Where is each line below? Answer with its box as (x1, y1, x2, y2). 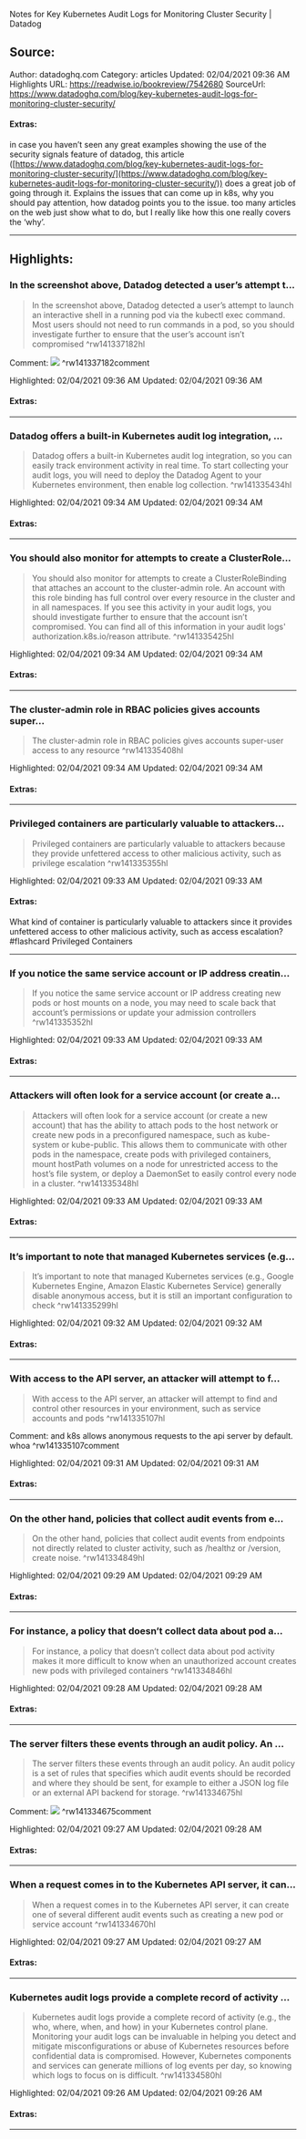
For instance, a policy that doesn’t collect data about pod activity (31, 1646, 275, 1657)
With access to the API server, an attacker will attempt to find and (31, 1393, 278, 1404)
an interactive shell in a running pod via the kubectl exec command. (31, 309, 286, 320)
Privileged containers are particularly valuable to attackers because (31, 838, 286, 849)
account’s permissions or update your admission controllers (31, 1007, 257, 1018)
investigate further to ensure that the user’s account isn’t (31, 328, 245, 339)
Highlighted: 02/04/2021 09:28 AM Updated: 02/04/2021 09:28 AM (9, 1682, 262, 1693)
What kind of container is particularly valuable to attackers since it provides (9, 916, 293, 927)
